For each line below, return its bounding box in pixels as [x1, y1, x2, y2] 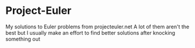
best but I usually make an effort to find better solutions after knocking [5, 29, 176, 36]
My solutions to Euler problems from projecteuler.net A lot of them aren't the [5, 23, 190, 30]
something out [5, 35, 40, 42]
